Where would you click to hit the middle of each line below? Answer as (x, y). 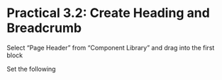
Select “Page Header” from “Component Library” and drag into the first (111, 47)
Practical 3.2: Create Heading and (108, 13)
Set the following (31, 69)
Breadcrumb (44, 28)
